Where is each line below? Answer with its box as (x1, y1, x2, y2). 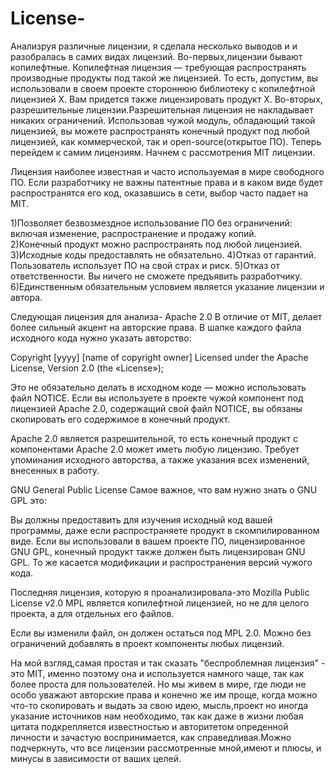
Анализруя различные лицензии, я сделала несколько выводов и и (10, 40, 298, 52)
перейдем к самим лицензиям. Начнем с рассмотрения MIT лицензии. (10, 146, 316, 158)
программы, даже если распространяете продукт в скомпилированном (10, 524, 320, 536)
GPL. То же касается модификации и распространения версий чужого (10, 556, 313, 568)
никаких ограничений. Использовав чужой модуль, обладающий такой (10, 114, 316, 126)
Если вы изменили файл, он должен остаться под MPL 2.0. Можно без (10, 627, 312, 639)
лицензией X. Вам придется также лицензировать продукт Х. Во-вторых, (10, 93, 323, 105)
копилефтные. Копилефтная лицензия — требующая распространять (10, 61, 307, 73)
